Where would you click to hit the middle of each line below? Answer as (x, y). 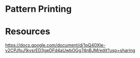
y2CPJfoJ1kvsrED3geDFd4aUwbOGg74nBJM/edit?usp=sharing (70, 51)
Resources (28, 32)
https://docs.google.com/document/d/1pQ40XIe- (55, 45)
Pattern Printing (38, 9)
